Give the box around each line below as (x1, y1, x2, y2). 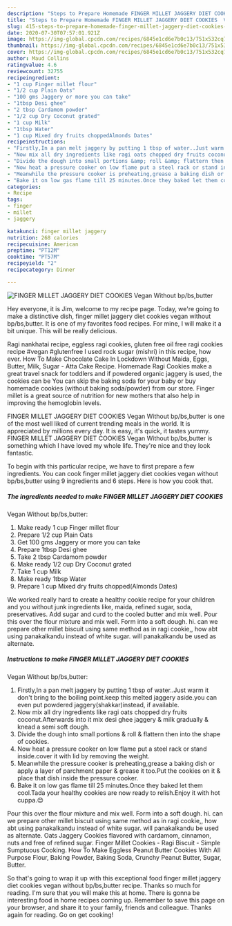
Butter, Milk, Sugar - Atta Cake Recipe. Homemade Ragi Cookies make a (7, 362, 213, 370)
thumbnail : (7, 42, 39, 49)
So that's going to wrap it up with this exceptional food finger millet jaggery (7, 874, 221, 882)
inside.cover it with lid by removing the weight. (17, 751, 150, 760)
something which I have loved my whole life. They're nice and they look (7, 441, 211, 449)
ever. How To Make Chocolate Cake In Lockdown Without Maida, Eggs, (7, 355, 209, 363)
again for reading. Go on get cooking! (7, 910, 114, 918)
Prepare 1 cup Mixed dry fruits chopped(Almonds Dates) (17, 582, 178, 590)
